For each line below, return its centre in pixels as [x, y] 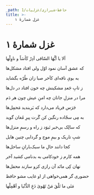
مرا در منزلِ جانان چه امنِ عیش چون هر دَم [46, 98]
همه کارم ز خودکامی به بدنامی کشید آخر [43, 157]
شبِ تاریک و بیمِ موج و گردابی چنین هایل [43, 137]
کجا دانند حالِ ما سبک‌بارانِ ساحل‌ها [38, 147]
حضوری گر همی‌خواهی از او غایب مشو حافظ [48, 176]
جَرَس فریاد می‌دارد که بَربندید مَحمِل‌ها [41, 107]
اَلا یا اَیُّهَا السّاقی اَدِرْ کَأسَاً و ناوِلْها [36, 58]
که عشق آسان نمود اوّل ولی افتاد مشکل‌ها [45, 68]
